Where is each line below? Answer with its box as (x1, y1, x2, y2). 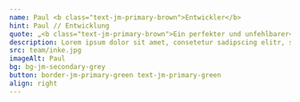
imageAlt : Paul (9, 54, 66, 63)
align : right (9, 79, 58, 88)
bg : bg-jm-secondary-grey (9, 63, 105, 72)
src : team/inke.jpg (9, 46, 82, 55)
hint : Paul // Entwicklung (9, 21, 110, 30)
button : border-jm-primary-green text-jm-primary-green (9, 71, 221, 80)
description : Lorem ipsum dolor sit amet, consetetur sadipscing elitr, (9, 37, 286, 47)
